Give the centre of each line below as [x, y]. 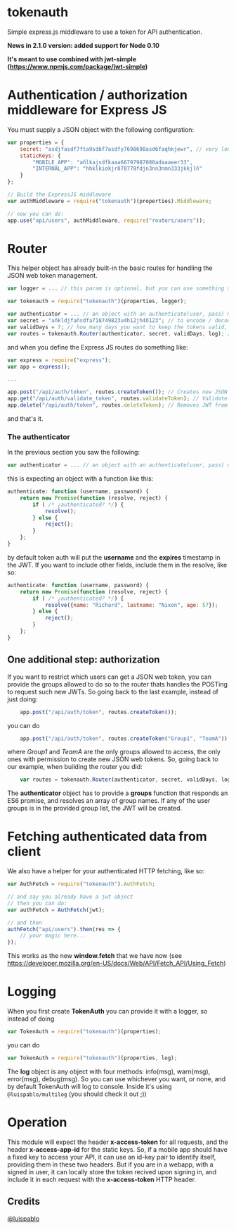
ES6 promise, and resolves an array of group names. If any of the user [109, 801]
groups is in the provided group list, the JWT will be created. [95, 808]
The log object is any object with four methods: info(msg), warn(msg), [109, 1071]
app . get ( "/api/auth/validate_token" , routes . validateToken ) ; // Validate [118, 399]
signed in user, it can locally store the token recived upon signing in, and [112, 1171]
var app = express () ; [39, 367]
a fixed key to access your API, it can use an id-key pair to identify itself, [112, 1157]
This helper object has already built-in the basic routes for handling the [110, 268]
